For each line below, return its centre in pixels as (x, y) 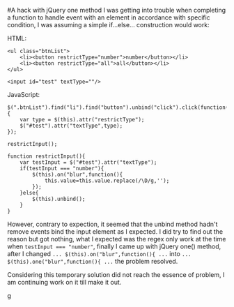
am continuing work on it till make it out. (64, 282)
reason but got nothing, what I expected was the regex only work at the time (117, 239)
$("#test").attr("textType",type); (71, 126)
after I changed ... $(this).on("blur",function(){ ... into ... (99, 254)
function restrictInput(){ (46, 156)
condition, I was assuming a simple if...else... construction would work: (109, 25)
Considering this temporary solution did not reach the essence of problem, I (116, 275)
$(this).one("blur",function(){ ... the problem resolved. (93, 261)
